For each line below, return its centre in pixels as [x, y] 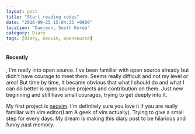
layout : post [22, 11]
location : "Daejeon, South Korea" [48, 28]
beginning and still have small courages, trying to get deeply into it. [87, 95]
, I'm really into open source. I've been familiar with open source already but [97, 70]
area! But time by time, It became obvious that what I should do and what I [95, 83]
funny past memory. [30, 125]
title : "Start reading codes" [43, 17]
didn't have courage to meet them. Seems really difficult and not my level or [97, 76]
